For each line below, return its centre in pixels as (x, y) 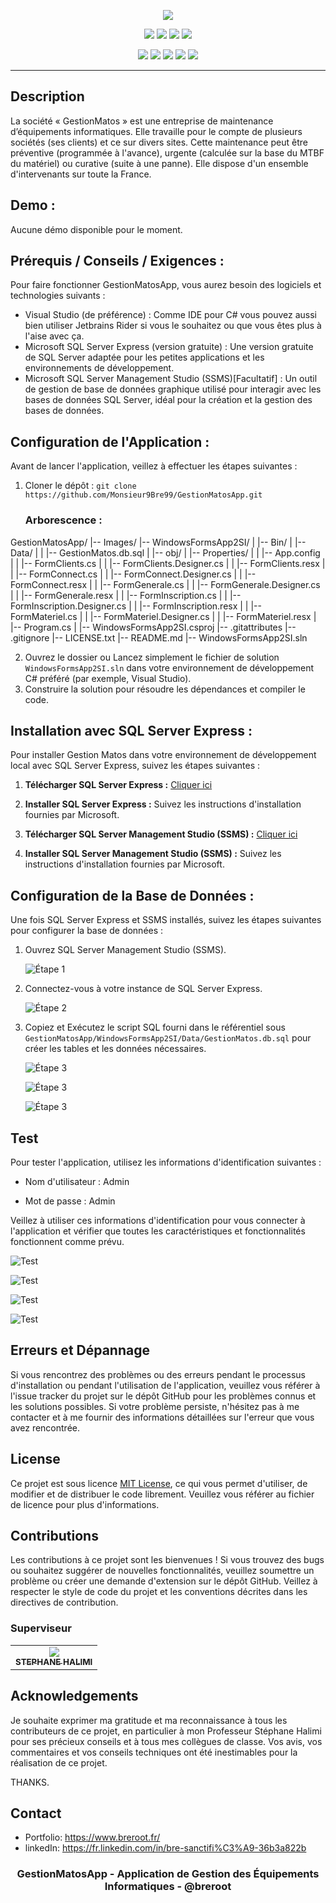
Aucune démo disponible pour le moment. (96, 229)
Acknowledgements (74, 1696)
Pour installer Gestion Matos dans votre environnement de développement (163, 755)
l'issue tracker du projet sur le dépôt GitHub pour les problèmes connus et (163, 1396)
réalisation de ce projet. (59, 1762)
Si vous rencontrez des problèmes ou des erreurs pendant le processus (158, 1374)
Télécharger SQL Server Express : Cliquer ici (118, 785)
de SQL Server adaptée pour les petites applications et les (144, 357)
